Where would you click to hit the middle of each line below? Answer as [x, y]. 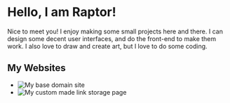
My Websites [37, 68]
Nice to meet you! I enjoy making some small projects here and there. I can [115, 31]
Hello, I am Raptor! [62, 12]
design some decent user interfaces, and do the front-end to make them [112, 38]
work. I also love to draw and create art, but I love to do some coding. [108, 46]
